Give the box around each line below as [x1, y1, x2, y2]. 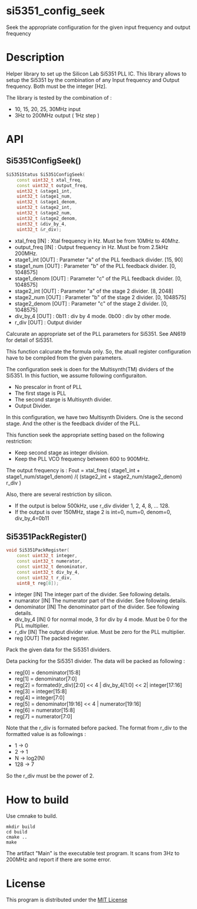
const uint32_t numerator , [16, 558, 83, 564]
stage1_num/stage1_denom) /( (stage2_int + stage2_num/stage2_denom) [6, 473, 182, 480]
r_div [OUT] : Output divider [14, 319, 82, 326]
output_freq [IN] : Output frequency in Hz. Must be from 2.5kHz [14, 243, 169, 250]
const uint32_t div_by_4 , [16, 569, 81, 575]
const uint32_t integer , [16, 553, 78, 559]
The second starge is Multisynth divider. [14, 395, 112, 403]
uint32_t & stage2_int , [16, 205, 72, 211]
